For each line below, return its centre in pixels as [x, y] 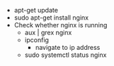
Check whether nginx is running [61, 25]
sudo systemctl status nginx [65, 55]
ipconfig [37, 40]
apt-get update [36, 10]
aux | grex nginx [48, 32]
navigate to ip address [68, 47]
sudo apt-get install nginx [51, 18]
